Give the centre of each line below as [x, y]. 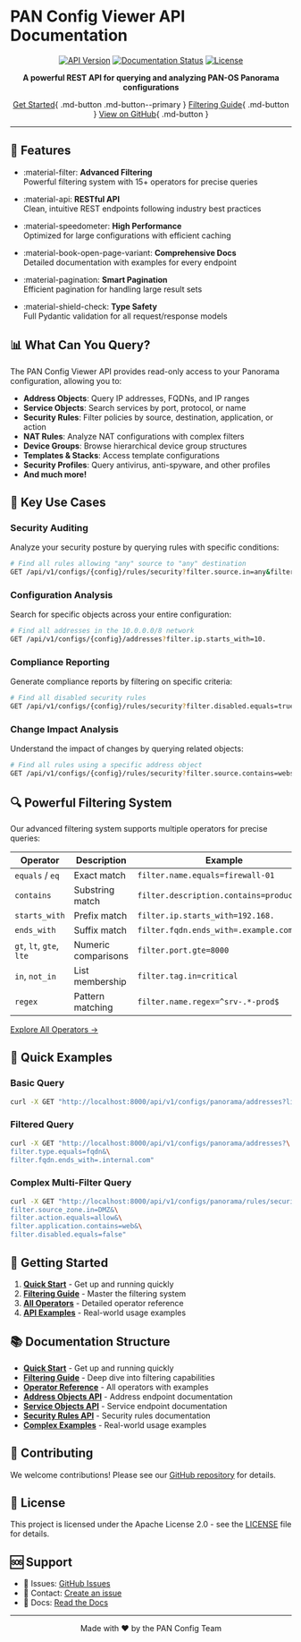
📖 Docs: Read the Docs [66, 1603]
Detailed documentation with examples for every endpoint [130, 262]
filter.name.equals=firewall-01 [206, 875]
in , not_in [36, 976]
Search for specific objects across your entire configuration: [121, 614]
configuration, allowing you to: [66, 381]
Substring [94, 890]
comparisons [101, 955]
